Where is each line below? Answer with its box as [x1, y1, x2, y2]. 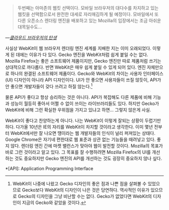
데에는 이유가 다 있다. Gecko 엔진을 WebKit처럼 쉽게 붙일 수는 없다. [16, 51, 148, 58]
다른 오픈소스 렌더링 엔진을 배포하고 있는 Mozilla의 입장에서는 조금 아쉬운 [17, 18, 161, 23]
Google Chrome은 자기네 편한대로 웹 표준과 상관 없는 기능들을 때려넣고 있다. [5, 136, 156, 142]
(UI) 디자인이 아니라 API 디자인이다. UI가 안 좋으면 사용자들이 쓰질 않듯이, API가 [5, 77, 161, 83]
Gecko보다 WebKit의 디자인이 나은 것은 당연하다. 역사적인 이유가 [22, 187, 150, 193]
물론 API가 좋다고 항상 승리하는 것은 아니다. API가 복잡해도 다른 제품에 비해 [5, 94, 152, 100]
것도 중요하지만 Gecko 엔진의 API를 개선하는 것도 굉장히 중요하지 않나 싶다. [14, 155, 162, 161]
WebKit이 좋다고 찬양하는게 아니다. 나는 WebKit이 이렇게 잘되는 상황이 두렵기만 [5, 117, 161, 123]
